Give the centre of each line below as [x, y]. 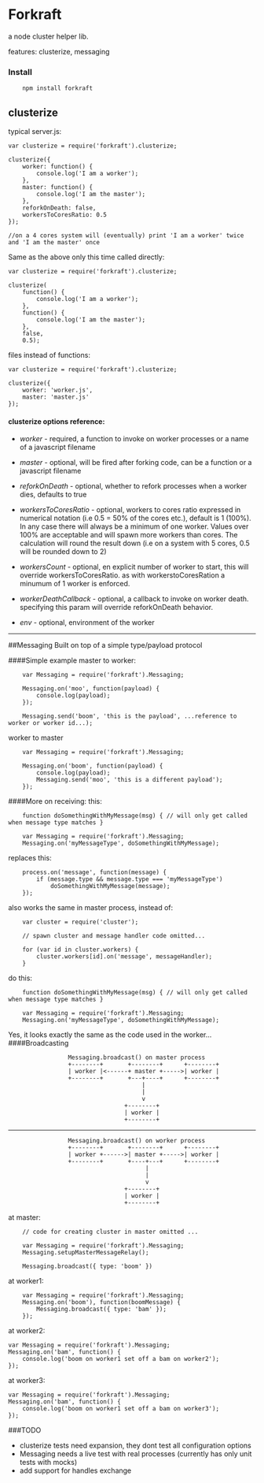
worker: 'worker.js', [57, 390]
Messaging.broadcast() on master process [137, 1057]
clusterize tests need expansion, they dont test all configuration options [135, 1446]
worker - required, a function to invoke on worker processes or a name [134, 439]
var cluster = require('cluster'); [81, 922]
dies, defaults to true [53, 495]
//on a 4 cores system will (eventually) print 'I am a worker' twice [126, 236]
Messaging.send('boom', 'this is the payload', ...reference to [130, 716]
